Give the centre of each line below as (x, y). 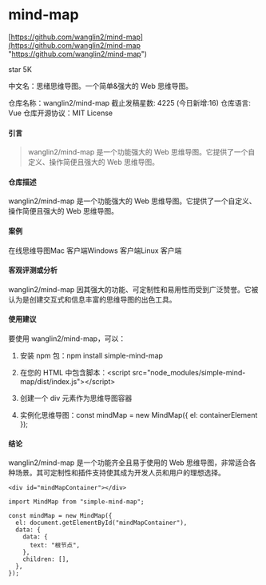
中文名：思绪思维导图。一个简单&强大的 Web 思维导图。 (101, 86)
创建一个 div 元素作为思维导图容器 (76, 398)
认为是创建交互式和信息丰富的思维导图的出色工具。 (92, 299)
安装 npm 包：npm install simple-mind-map (91, 355)
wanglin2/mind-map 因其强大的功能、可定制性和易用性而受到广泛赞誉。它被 (133, 289)
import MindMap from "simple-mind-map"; (77, 502)
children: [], (46, 559)
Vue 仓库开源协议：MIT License (61, 113)
